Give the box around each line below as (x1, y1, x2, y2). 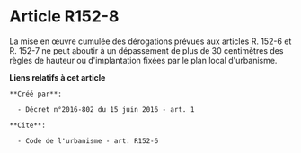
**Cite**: (9, 121, 47, 130)
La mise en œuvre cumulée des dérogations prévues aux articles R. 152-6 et (9, 36, 292, 47)
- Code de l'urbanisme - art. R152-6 (17, 136, 159, 145)
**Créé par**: (9, 89, 63, 98)
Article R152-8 (9, 6, 120, 27)
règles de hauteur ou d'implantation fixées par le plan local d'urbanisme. (9, 55, 278, 65)
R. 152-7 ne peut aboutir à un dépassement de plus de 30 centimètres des (9, 45, 284, 55)
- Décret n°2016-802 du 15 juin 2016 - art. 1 (17, 105, 195, 114)
